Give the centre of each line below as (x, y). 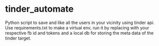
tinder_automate (39, 9)
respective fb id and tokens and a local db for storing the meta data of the (79, 33)
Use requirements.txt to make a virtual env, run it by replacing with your (77, 27)
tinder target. (18, 38)
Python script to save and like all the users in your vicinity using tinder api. (80, 23)
